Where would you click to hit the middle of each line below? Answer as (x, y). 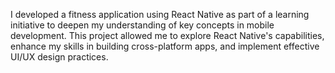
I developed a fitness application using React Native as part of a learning (160, 14)
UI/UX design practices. (59, 57)
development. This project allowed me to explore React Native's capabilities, (167, 35)
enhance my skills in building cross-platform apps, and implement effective (165, 46)
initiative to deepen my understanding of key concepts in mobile (142, 25)
